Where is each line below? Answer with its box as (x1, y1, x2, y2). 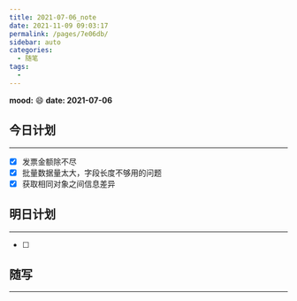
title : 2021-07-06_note (9, 12, 97, 22)
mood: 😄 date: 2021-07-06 (9, 95, 113, 105)
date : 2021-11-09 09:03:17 (9, 21, 109, 30)
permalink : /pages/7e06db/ (9, 29, 109, 38)
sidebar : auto (9, 37, 62, 47)
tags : (9, 63, 29, 72)
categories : (9, 46, 53, 55)
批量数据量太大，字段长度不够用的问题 (21, 167, 162, 178)
